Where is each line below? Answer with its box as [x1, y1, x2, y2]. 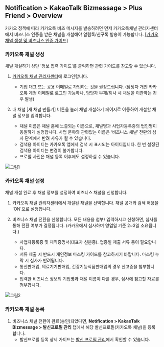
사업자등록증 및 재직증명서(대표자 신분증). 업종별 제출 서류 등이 [19, 239, 140, 245]
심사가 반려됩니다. [30, 257, 65, 264]
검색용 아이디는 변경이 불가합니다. [19, 148, 84, 153]
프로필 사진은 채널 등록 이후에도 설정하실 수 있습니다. [19, 154, 120, 160]
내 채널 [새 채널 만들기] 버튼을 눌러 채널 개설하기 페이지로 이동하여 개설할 [12, 106, 151, 112]
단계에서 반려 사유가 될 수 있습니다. [24, 135, 92, 141]
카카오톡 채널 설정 [5, 177, 45, 184]
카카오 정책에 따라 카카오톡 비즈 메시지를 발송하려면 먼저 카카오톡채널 [5, 25, 137, 31]
